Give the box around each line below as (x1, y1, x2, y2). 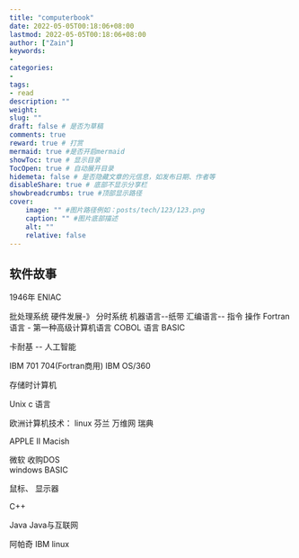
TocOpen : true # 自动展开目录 (9, 164, 114, 173)
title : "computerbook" (9, 13, 94, 22)
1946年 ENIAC (9, 292, 62, 302)
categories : (9, 64, 54, 73)
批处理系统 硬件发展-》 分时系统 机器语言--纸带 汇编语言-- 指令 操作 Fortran (9, 311, 290, 322)
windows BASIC (9, 464, 69, 475)
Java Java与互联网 (9, 519, 79, 531)
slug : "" (9, 113, 42, 122)
